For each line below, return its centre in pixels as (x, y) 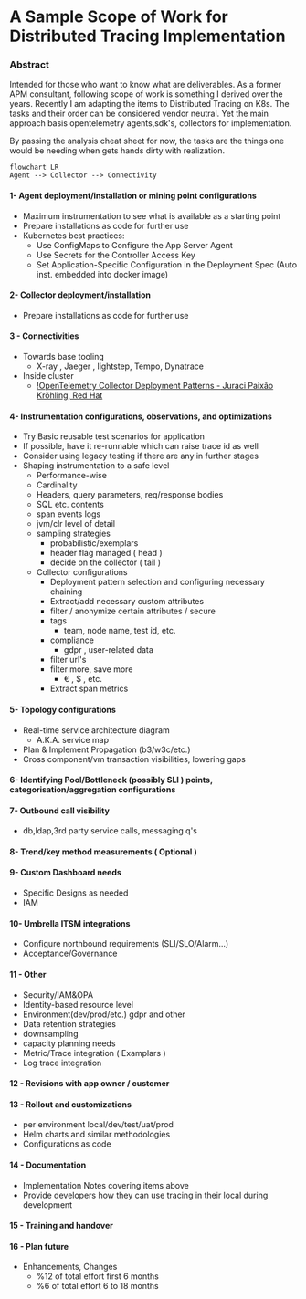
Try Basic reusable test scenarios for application (114, 436)
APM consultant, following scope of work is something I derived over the (146, 94)
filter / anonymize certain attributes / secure (133, 611)
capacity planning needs (69, 1043)
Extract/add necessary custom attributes (127, 602)
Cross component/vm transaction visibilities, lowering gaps (134, 759)
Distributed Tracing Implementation (148, 36)
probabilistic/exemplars (94, 543)
